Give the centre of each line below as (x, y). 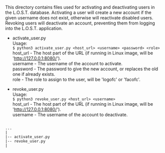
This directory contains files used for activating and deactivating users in (80, 7)
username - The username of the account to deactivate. (70, 115)
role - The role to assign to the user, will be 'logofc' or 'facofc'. (76, 79)
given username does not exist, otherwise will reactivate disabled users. (79, 18)
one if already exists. (34, 74)
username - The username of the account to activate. (67, 64)
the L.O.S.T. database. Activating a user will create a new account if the (78, 12)
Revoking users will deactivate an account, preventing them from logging (80, 23)
